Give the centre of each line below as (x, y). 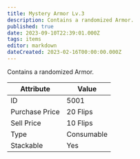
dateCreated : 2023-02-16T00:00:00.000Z (64, 53)
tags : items (24, 39)
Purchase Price (35, 111)
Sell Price (26, 123)
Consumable (87, 134)
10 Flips (80, 123)
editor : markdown (32, 46)
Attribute (35, 88)
